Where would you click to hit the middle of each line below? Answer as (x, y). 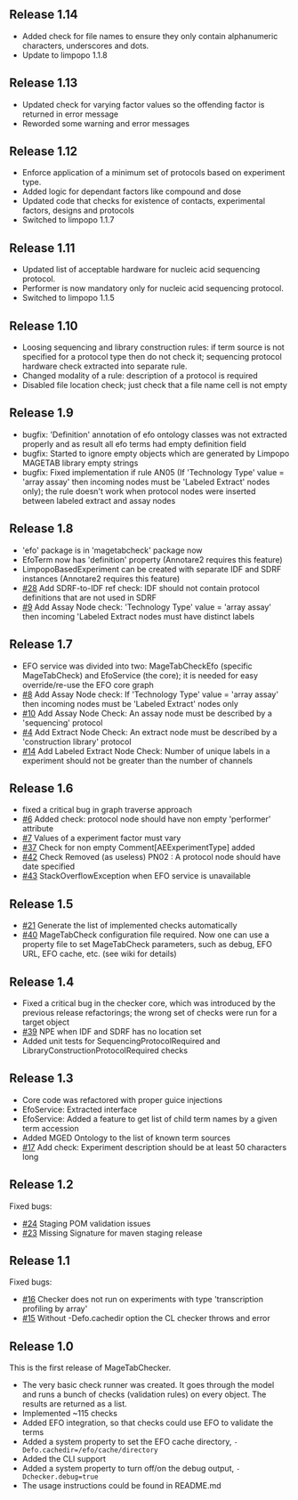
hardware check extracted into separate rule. (105, 366)
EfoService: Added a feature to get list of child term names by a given (149, 1119)
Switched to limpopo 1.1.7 (68, 220)
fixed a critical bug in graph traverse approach (107, 810)
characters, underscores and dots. (85, 45)
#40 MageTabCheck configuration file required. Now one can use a (145, 935)
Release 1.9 (41, 413)
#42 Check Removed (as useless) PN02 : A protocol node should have (151, 857)
